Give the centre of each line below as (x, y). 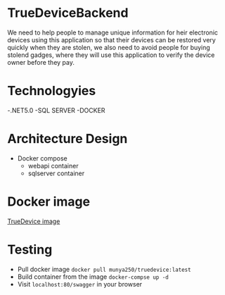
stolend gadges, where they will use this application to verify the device (111, 55)
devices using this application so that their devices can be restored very (111, 39)
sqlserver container (56, 173)
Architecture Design (67, 139)
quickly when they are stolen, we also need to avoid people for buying (109, 47)
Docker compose (43, 158)
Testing (30, 250)
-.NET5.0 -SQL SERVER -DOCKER (56, 110)
